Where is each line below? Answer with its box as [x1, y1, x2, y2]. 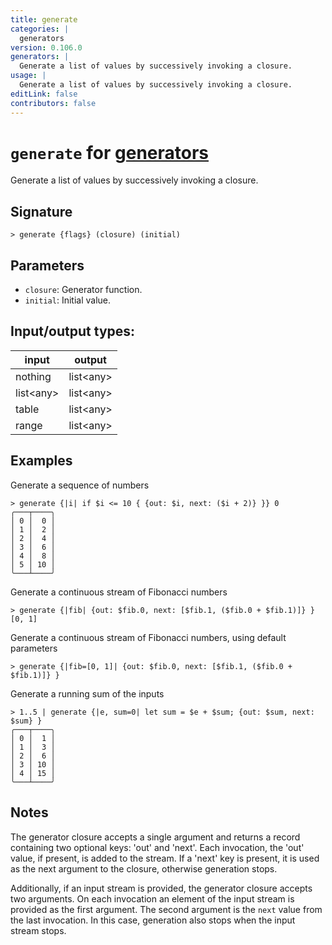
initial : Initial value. [24, 294, 111, 306]
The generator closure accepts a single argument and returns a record [10, 831, 301, 843]
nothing [15, 369, 52, 383]
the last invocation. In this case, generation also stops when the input [10, 914, 296, 926]
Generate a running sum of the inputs [10, 687, 165, 700]
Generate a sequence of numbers [10, 479, 150, 491]
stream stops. [10, 924, 67, 936]
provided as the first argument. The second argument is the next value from [10, 903, 323, 915]
